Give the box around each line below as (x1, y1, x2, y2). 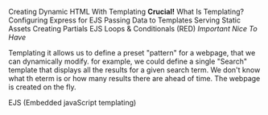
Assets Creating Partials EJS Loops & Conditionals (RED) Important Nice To (8, 24, 258, 33)
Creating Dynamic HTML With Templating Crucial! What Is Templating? (8, 7, 244, 16)
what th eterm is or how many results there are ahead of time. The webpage (8, 74, 261, 83)
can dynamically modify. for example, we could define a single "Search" (8, 56, 248, 66)
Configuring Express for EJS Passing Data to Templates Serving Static (8, 15, 241, 25)
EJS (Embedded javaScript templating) (8, 98, 137, 107)
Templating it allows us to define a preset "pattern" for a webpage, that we (8, 48, 256, 57)
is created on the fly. (8, 82, 76, 92)
